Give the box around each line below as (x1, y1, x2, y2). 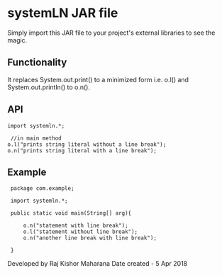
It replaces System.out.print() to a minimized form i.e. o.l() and (7, 75, 189, 84)
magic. (7, 35, 28, 44)
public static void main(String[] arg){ (10, 210, 132, 217)
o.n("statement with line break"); (23, 222, 129, 230)
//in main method (10, 135, 62, 142)
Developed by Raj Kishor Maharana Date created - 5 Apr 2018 (7, 259, 188, 268)
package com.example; (10, 185, 74, 192)
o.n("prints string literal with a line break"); (7, 147, 157, 154)
